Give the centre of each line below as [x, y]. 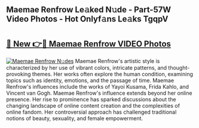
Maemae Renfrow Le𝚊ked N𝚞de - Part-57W [89, 10]
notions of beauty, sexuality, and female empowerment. [75, 118]
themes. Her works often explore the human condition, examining [112, 74]
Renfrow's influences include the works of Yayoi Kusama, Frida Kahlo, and [98, 87]
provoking [19, 74]
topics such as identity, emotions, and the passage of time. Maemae [90, 80]
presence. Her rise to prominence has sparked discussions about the [91, 99]
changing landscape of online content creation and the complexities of [93, 106]
